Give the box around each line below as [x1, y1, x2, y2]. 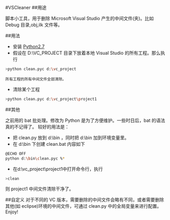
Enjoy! [5, 209, 19, 215]
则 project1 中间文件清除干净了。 [5, 186, 74, 192]
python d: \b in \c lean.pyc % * [5, 156, 65, 161]
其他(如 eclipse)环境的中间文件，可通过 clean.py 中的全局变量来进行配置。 [5, 203, 162, 209]
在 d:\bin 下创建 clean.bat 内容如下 [12, 141, 85, 147]
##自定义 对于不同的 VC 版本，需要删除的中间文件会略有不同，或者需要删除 [5, 196, 164, 203]
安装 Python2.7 [12, 43, 45, 50]
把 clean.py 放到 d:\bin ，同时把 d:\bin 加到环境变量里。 [12, 135, 129, 141]
